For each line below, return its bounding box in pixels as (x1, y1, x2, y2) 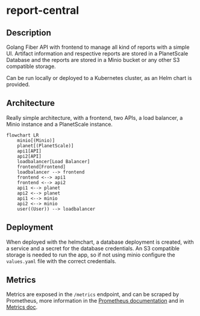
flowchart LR (6, 132, 39, 138)
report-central (6, 4, 80, 17)
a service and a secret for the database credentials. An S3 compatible (6, 244, 180, 252)
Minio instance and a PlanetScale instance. (6, 120, 113, 128)
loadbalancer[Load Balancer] (17, 158, 90, 164)
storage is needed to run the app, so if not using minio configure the (6, 251, 176, 258)
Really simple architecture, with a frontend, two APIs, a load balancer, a (6, 114, 183, 121)
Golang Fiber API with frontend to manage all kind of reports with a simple (6, 43, 190, 51)
